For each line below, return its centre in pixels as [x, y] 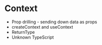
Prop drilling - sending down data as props [54, 22]
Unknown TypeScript [33, 37]
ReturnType [23, 32]
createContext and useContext [42, 27]
